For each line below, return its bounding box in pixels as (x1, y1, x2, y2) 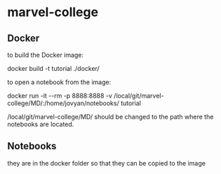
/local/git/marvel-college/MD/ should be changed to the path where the (7, 113, 214, 121)
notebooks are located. (7, 120, 74, 128)
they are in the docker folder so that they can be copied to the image (7, 159, 206, 167)
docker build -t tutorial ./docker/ (7, 65, 100, 72)
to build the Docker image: (7, 51, 84, 59)
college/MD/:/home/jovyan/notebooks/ (7, 99, 119, 107)
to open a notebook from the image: (7, 78, 112, 86)
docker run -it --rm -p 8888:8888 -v (7, 92, 112, 100)
